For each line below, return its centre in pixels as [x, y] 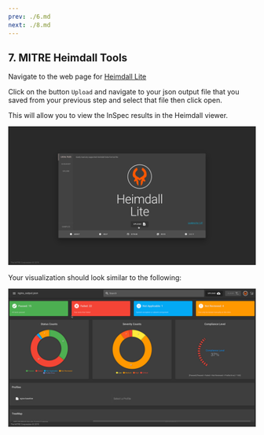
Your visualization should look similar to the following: [95, 277]
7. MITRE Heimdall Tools [68, 58]
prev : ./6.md [29, 17]
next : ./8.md [29, 25]
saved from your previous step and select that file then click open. [115, 100]
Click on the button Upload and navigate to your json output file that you [124, 92]
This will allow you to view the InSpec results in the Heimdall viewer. [118, 116]
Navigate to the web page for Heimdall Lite [77, 77]
